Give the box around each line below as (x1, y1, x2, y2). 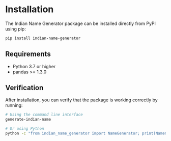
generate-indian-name (5, 117, 51, 122)
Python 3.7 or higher (12, 63, 56, 69)
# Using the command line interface (5, 112, 83, 118)
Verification (5, 83, 44, 92)
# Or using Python (5, 126, 44, 131)
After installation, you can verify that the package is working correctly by (5, 97, 158, 103)
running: (5, 102, 23, 108)
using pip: (5, 25, 26, 32)
